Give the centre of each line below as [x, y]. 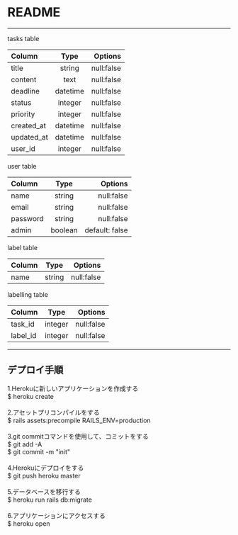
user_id [23, 148]
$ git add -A [25, 444]
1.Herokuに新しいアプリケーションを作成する [73, 388]
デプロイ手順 [35, 370]
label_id [24, 335]
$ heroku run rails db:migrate [50, 500]
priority [23, 114]
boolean [64, 230]
